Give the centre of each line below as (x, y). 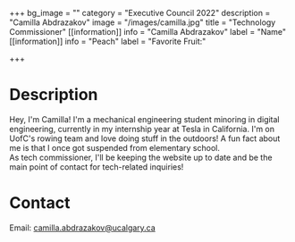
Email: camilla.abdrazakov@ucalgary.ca (83, 228)
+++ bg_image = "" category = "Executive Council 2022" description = (140, 13)
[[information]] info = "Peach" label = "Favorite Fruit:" (108, 41)
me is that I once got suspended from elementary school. (115, 147)
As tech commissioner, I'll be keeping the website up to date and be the (141, 157)
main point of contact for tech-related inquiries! (97, 167)
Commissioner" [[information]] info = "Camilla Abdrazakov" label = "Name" (148, 32)
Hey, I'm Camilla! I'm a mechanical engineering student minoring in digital (144, 119)
